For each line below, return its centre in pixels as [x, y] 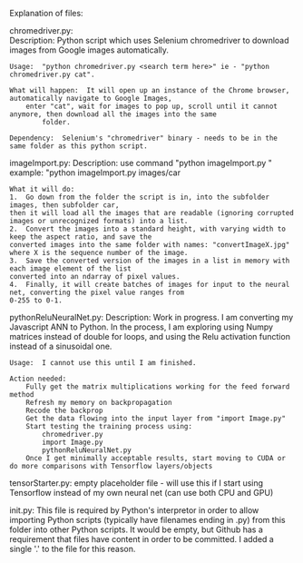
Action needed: [38, 379]
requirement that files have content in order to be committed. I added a [142, 539]
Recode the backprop [64, 410]
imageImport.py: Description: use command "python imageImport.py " [141, 163]
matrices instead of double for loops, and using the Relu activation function [150, 336]
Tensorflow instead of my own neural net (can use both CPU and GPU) [142, 493]
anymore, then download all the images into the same [113, 114]
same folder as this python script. [78, 146]
